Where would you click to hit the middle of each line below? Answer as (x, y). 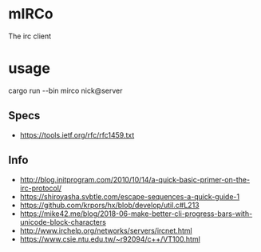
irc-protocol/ (41, 188)
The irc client (30, 36)
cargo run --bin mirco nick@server (65, 90)
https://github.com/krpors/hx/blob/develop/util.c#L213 (109, 205)
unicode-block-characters (63, 222)
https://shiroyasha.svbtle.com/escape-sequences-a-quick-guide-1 (130, 196)
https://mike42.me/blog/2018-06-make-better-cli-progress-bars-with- (136, 214)
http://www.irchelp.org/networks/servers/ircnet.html (106, 230)
